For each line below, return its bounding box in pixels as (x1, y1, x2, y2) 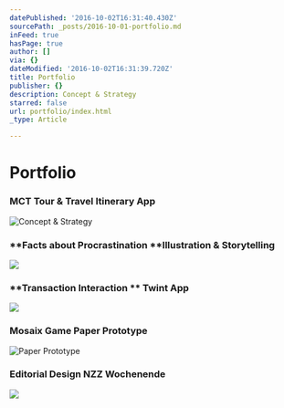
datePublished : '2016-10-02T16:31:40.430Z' (9, 13, 178, 23)
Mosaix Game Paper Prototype (9, 325, 148, 338)
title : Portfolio (9, 73, 76, 82)
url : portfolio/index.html (9, 107, 112, 116)
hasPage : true (9, 38, 64, 48)
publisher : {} (9, 81, 64, 90)
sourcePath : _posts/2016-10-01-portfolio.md (9, 22, 182, 31)
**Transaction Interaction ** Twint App (9, 281, 190, 294)
